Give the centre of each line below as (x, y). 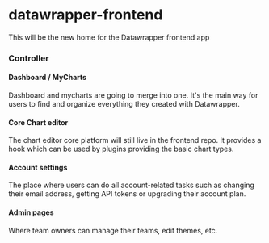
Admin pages (31, 212)
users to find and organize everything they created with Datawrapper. (124, 104)
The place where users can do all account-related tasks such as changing (131, 185)
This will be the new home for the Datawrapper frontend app (109, 37)
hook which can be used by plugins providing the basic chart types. (121, 149)
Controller (29, 58)
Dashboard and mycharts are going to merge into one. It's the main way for (133, 95)
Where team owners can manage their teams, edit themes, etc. (113, 230)
